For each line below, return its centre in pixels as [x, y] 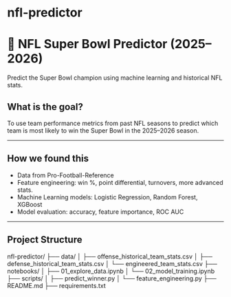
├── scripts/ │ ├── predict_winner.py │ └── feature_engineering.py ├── [112, 278]
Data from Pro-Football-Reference [66, 175]
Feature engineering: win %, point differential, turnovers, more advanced [120, 182]
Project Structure [45, 240]
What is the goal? [45, 107]
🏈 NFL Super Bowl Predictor [87, 44]
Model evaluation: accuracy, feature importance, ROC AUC [100, 212]
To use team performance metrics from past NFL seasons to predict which [113, 123]
